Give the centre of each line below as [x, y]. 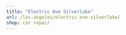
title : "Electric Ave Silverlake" [50, 12]
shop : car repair [28, 23]
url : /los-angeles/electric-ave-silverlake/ [63, 17]
